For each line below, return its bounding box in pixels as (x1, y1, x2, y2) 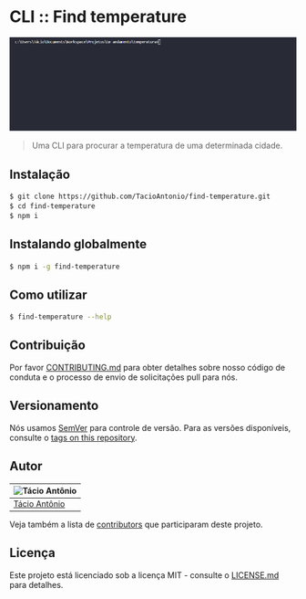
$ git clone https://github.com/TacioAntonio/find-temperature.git (9, 192, 271, 202)
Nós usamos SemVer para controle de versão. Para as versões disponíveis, (9, 422, 291, 433)
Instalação (9, 166, 71, 182)
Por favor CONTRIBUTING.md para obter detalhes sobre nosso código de (9, 362, 285, 373)
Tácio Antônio (13, 499, 66, 510)
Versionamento (9, 398, 99, 414)
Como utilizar (9, 287, 88, 302)
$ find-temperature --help (9, 312, 112, 321)
